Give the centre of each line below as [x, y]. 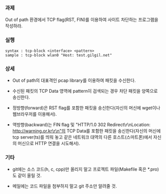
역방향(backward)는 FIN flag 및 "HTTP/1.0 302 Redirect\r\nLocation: [81, 124]
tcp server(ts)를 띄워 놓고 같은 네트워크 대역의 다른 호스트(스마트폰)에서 [82, 137]
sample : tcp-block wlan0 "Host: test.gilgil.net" [59, 55]
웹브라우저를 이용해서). [35, 114]
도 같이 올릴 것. [27, 176]
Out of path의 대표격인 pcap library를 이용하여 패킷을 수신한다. [74, 80]
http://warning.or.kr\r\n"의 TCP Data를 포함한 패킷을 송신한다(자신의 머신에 [86, 131]
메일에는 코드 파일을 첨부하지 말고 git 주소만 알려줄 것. [65, 186]
